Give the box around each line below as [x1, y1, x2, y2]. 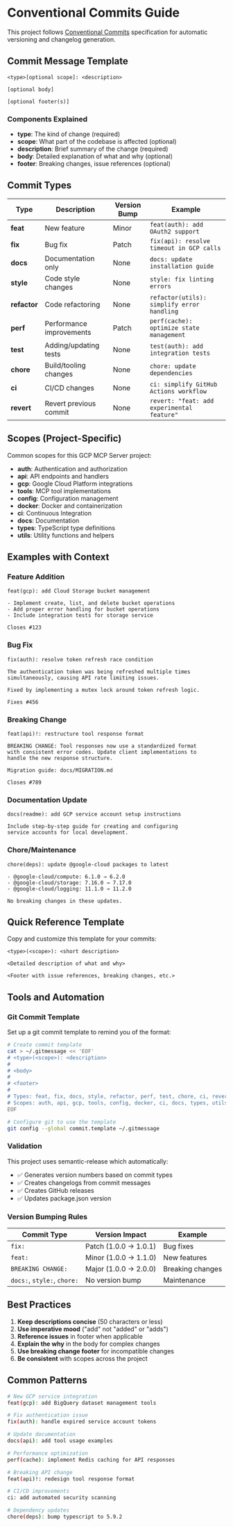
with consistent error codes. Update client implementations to [7, 748, 197, 755]
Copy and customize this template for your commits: [7, 934, 157, 943]
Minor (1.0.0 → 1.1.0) [85, 1253, 157, 1262]
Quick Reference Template [7, 916, 125, 928]
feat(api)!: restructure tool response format [7, 730, 144, 737]
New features [162, 1253, 207, 1262]
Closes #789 [7, 779, 42, 786]
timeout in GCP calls [149, 244, 221, 251]
